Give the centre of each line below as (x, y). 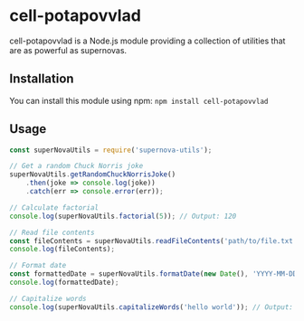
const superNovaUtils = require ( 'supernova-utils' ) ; (111, 150)
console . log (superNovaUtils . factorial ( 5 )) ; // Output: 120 (123, 216)
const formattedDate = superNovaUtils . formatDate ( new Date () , (129, 274)
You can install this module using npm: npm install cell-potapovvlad (139, 100)
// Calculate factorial (54, 208)
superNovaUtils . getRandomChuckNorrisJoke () (93, 175)
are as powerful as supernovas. (68, 50)
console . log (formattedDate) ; (64, 283)
